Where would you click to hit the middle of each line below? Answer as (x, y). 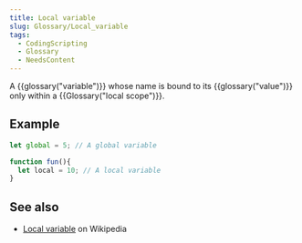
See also (34, 207)
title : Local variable (52, 18)
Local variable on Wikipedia (75, 229)
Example (35, 124)
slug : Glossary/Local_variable (69, 26)
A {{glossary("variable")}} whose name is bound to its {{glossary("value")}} (151, 86)
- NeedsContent (47, 60)
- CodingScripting (53, 43)
